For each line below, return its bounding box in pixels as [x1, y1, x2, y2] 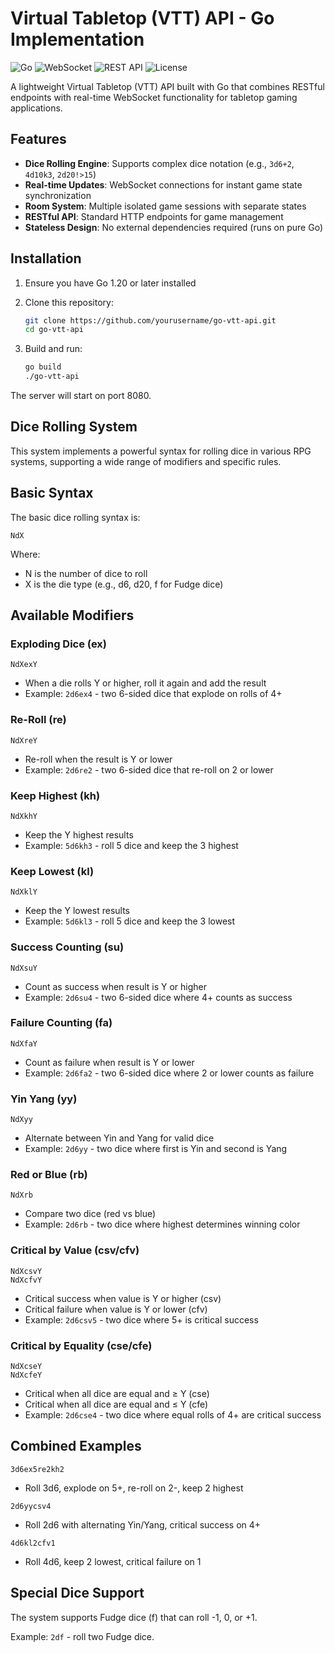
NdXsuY [10, 963, 38, 973]
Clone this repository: [24, 296, 114, 308]
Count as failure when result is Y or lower [24, 1056, 195, 1068]
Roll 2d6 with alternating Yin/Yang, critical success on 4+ [24, 1518, 262, 1531]
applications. [10, 102, 63, 114]
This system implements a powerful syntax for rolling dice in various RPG [10, 445, 312, 457]
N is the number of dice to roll [24, 567, 148, 579]
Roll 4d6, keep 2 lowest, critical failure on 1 [24, 1555, 202, 1567]
